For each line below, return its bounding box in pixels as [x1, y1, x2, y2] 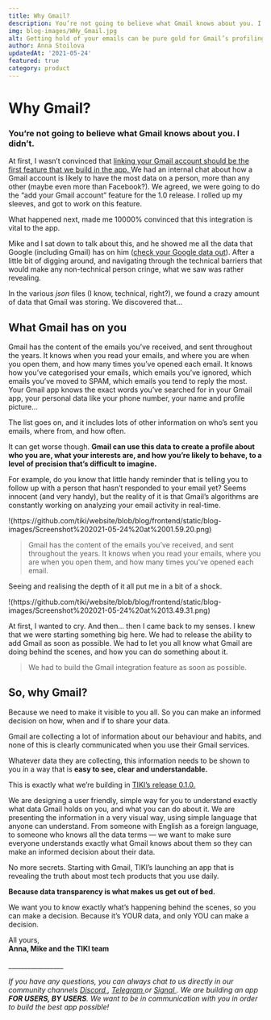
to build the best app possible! [8, 1001, 110, 1012]
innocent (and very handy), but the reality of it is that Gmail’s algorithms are [8, 492, 260, 502]
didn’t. [8, 138, 35, 149]
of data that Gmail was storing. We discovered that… [8, 298, 183, 307]
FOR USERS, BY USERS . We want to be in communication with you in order [8, 993, 258, 1003]
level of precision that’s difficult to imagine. [8, 459, 157, 468]
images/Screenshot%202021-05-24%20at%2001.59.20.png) [8, 525, 212, 535]
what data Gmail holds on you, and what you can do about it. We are [8, 804, 236, 814]
